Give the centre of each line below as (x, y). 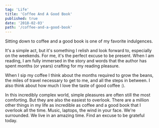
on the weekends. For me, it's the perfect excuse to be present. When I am (79, 56)
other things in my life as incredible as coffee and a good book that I (73, 105)
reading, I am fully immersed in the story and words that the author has (76, 61)
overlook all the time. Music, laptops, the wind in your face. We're (70, 110)
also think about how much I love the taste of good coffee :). (65, 85)
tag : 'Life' (17, 9)
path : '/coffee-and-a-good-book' (39, 28)
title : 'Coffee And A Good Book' (39, 14)
